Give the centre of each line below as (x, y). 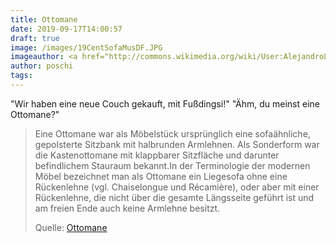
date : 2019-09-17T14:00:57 (66, 29)
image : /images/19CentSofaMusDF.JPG (86, 47)
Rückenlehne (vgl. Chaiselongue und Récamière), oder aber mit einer (177, 187)
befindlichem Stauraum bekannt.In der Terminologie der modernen (172, 165)
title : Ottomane (44, 19)
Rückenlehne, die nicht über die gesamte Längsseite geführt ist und (174, 197)
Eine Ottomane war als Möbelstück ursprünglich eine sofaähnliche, (172, 133)
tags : (21, 76)
